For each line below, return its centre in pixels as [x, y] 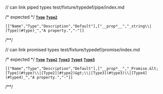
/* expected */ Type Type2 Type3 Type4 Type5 [50, 59]
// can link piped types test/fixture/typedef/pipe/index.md [65, 7]
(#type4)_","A [20, 77]
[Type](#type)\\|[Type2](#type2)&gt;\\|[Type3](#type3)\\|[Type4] [76, 73]
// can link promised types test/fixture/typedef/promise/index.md [72, 50]
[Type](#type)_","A [26, 31]
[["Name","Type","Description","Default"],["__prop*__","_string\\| [78, 26]
